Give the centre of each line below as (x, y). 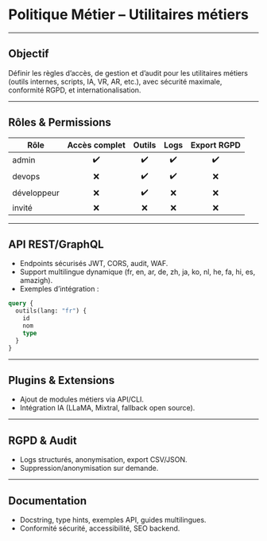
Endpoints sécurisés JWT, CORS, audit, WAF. (94, 264)
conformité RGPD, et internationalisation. (75, 90)
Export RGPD (215, 145)
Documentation (48, 501)
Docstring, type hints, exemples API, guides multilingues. (113, 519)
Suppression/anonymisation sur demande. (89, 468)
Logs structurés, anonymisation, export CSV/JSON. (104, 460)
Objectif (29, 54)
